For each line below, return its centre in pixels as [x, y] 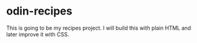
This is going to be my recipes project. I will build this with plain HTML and [99, 28]
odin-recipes [39, 11]
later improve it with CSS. [38, 34]
